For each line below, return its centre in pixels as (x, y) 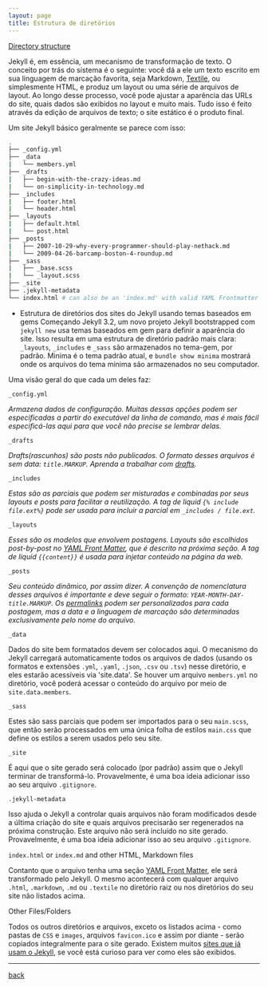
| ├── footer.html (43, 201)
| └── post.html (39, 231)
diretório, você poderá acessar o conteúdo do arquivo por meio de (118, 683)
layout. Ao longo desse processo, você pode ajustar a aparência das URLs (130, 95)
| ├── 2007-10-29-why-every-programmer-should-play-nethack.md (119, 246)
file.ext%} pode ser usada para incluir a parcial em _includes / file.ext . (132, 510)
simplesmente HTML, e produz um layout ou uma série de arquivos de (124, 87)
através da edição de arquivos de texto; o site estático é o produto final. (126, 112)
